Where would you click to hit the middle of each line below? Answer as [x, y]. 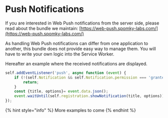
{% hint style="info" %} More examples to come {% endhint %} [70, 110]
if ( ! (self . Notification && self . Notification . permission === [80, 77]
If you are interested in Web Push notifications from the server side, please [82, 23]
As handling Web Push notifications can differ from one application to [77, 43]
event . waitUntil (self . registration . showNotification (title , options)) [89, 96]
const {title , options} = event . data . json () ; [61, 91]
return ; [31, 82]
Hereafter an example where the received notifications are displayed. [76, 63]
